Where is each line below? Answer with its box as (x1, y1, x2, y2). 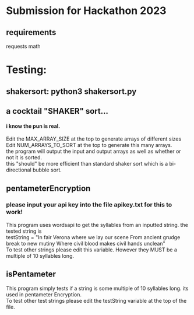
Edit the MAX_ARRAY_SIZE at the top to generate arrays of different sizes (6, 135, 182, 142)
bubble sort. (32, 166, 62, 173)
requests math (6, 43, 41, 50)
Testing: (6, 63, 47, 76)
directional (6, 166, 32, 173)
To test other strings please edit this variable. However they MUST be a (6, 246, 178, 253)
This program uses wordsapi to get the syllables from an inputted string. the (6, 221, 188, 228)
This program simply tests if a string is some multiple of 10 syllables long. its (6, 285, 189, 292)
